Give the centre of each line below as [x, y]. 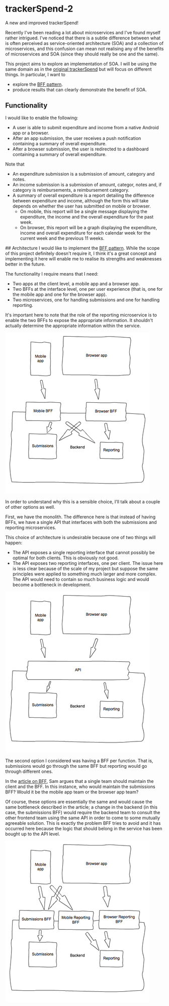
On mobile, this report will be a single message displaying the [83, 211]
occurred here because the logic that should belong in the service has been [84, 828]
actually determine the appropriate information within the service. [73, 326]
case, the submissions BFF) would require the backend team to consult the [83, 812]
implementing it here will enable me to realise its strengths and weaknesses [83, 258]
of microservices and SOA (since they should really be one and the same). [82, 54]
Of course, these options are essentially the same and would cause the [79, 802]
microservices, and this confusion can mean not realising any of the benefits [84, 48]
